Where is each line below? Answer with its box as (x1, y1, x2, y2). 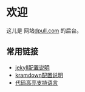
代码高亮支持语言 (15, 79, 58, 86)
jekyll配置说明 (15, 63, 50, 71)
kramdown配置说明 (15, 71, 64, 79)
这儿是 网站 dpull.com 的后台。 (6, 27, 82, 34)
